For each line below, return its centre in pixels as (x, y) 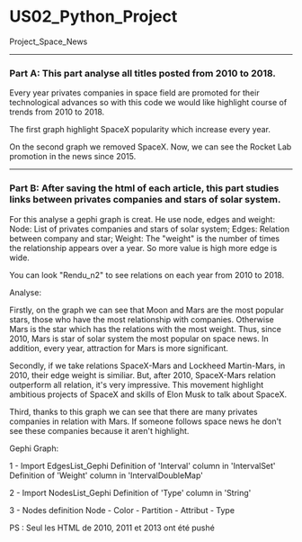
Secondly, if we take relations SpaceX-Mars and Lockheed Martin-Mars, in (147, 366)
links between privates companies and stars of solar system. (145, 200)
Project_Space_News (49, 41)
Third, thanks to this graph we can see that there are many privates (133, 411)
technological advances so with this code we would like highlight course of (148, 103)
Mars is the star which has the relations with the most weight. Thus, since (145, 329)
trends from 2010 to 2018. (57, 112)
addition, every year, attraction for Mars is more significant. (119, 348)
